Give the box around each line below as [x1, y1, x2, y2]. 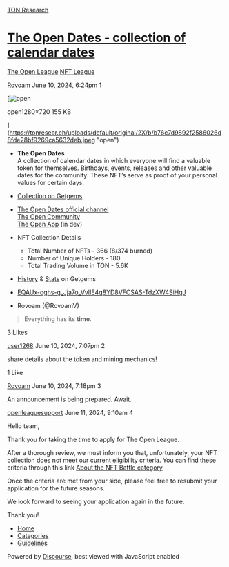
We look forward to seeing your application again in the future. [7, 497, 185, 506]
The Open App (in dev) [17, 220, 83, 228]
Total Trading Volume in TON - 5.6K [27, 261, 129, 269]
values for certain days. [17, 178, 85, 186]
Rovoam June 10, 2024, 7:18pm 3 [7, 381, 101, 390]
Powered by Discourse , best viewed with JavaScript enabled [7, 552, 180, 560]
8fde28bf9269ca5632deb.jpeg [7, 135, 95, 144]
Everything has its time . [23, 314, 92, 323]
